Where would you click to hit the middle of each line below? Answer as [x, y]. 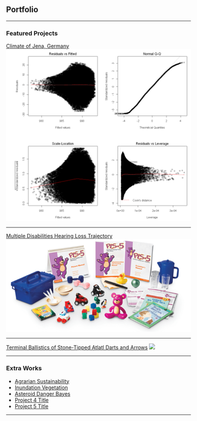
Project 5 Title [31, 406]
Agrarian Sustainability [42, 381]
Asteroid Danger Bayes [42, 393]
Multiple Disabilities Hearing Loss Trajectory [59, 236]
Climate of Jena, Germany [38, 46]
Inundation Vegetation [41, 387]
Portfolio [22, 10]
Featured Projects [32, 33]
